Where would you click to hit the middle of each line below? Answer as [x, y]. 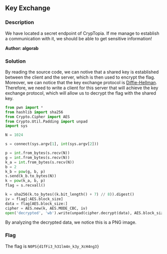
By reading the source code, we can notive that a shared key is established [82, 72]
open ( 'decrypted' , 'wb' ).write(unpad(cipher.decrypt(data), [69, 213]
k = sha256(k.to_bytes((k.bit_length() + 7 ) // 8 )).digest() [70, 194]
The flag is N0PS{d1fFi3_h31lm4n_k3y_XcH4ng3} [52, 246]
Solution [16, 61]
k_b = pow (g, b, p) [25, 171]
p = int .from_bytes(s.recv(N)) [38, 153]
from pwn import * [24, 107]
